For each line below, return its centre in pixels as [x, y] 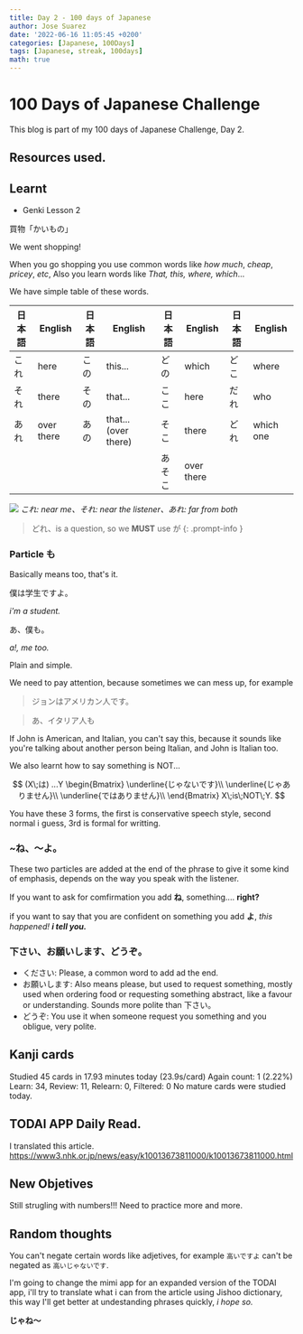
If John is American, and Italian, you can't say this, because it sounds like [146, 739]
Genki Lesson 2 [51, 210]
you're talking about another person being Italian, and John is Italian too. [144, 748]
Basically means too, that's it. [64, 574]
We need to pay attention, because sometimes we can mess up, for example [151, 683]
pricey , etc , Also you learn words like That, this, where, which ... [127, 274]
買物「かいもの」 [41, 229]
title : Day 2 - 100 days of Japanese [80, 18]
